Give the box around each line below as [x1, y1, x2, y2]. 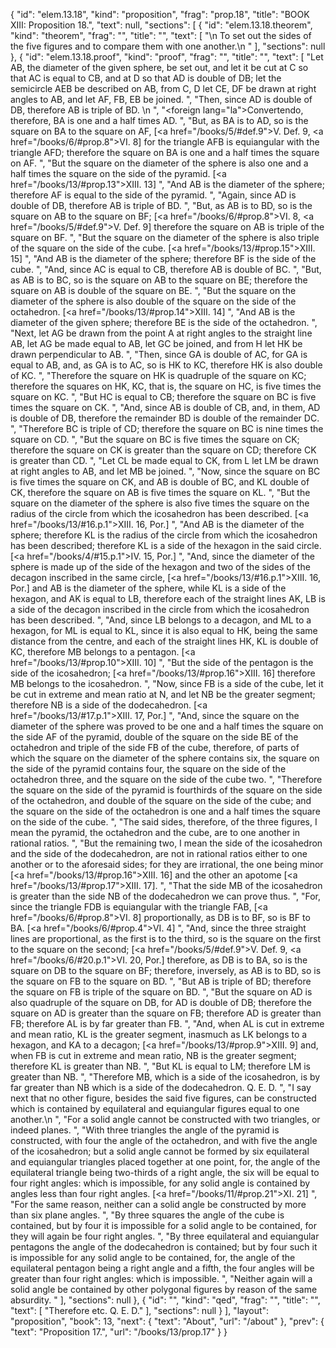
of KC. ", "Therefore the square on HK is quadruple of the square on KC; [10, 370, 307, 381]
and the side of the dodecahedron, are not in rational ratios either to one [10, 848, 308, 859]
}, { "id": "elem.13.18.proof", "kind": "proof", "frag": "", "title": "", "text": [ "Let [10, 51, 324, 63]
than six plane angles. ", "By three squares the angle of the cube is [10, 1209, 285, 1221]
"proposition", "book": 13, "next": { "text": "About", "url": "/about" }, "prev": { [10, 1315, 325, 1327]
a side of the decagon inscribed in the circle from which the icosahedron [10, 604, 310, 615]
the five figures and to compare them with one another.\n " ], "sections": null [10, 40, 326, 52]
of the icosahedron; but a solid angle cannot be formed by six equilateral [10, 1145, 310, 1157]
